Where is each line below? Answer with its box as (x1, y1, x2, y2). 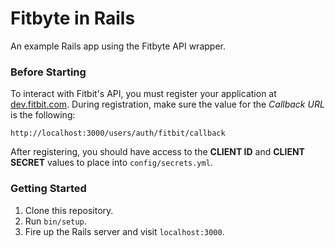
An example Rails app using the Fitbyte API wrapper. (10, 40, 226, 52)
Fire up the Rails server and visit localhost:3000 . (24, 225, 225, 237)
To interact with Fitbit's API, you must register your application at (10, 88, 277, 100)
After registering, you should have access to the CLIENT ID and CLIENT (10, 146, 305, 158)
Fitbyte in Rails (10, 7, 136, 30)
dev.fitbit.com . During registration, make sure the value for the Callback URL (10, 98, 325, 111)
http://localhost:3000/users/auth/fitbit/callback (10, 128, 226, 139)
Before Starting (10, 65, 87, 79)
